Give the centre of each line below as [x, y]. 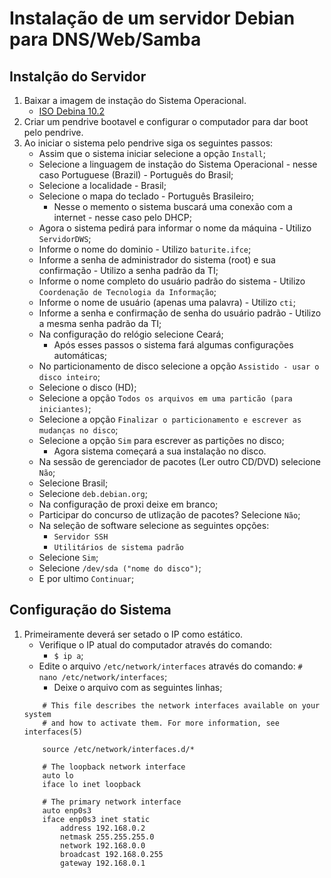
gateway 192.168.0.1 [103, 863]
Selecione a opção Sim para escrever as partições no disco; [161, 440]
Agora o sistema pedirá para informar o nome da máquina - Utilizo [175, 228]
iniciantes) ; [65, 408]
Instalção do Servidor [78, 76]
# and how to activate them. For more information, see [161, 723]
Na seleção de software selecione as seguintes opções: [154, 525]
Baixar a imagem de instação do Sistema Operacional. [135, 100]
